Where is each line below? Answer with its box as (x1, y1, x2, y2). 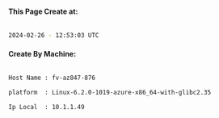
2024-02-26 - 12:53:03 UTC (8, 32, 99, 40)
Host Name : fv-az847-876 (8, 74, 95, 82)
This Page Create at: (8, 6, 78, 16)
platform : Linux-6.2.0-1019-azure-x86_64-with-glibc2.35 (8, 89, 212, 97)
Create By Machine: (8, 48, 77, 58)
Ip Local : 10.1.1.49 (8, 103, 85, 112)
